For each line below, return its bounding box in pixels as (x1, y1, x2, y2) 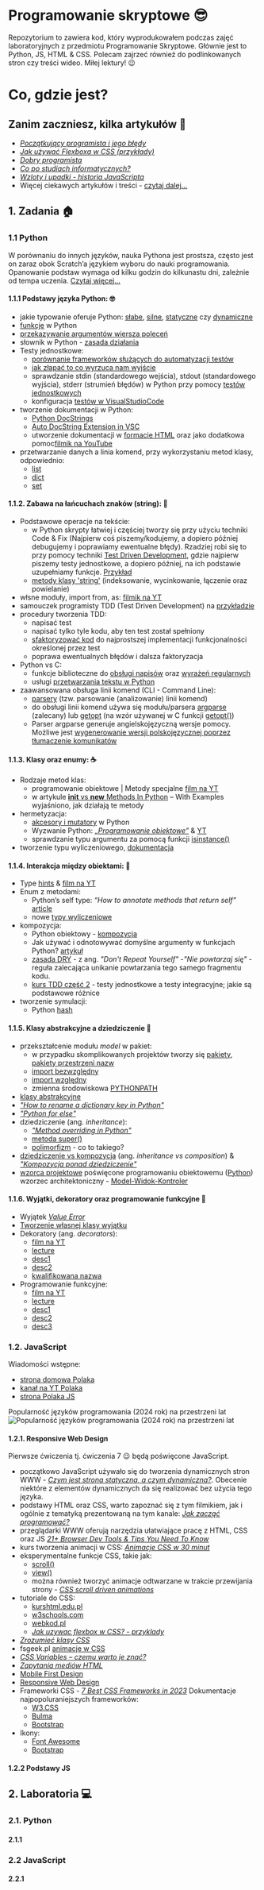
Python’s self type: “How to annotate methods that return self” (31, 896, 236, 905)
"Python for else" (19, 1109, 77, 1118)
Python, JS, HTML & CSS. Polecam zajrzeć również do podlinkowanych (8, 49, 242, 59)
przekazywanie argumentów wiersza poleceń (19, 329, 169, 338)
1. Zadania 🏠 (8, 205, 74, 218)
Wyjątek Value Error (19, 1212, 86, 1221)
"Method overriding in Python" (31, 1125, 132, 1135)
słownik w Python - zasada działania (19, 337, 140, 347)
